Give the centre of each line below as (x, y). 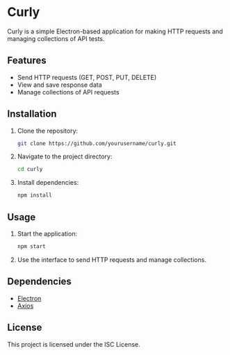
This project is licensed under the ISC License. (74, 344)
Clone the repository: (48, 131)
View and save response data (59, 85)
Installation (32, 114)
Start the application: (47, 234)
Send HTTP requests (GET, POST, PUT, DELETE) (87, 77)
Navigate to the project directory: (65, 156)
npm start (32, 247)
